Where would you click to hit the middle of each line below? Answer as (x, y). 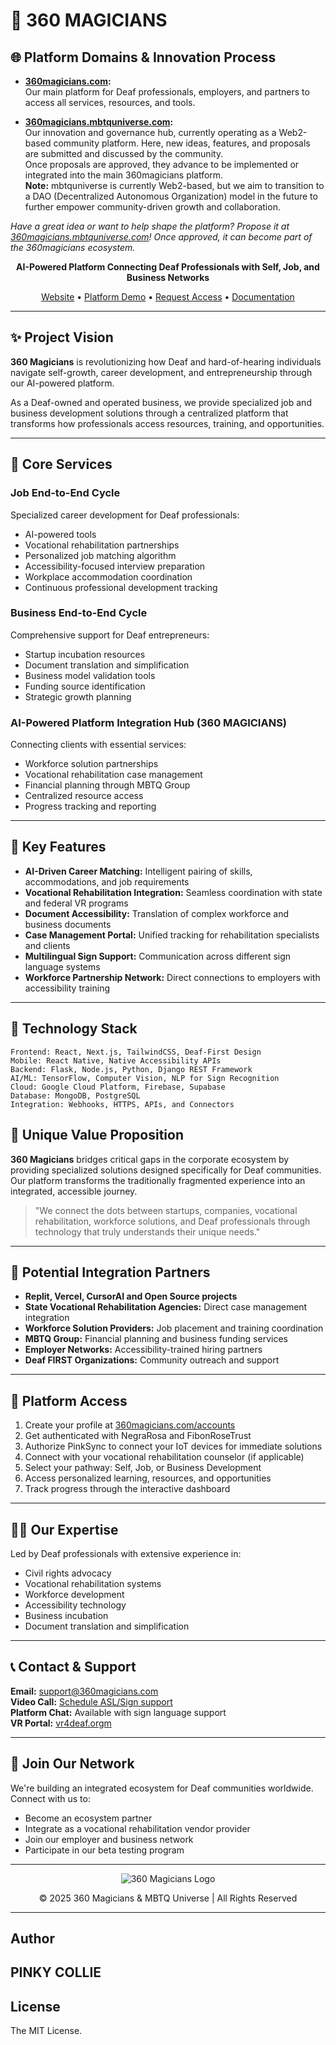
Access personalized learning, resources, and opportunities (148, 1478)
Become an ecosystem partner (88, 1818)
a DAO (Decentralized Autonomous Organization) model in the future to (171, 196)
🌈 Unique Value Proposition (97, 1135)
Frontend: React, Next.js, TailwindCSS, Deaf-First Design (136, 1052)
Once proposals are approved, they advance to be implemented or (162, 164)
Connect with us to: (50, 1798)
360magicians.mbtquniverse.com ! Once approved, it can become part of (161, 237)
